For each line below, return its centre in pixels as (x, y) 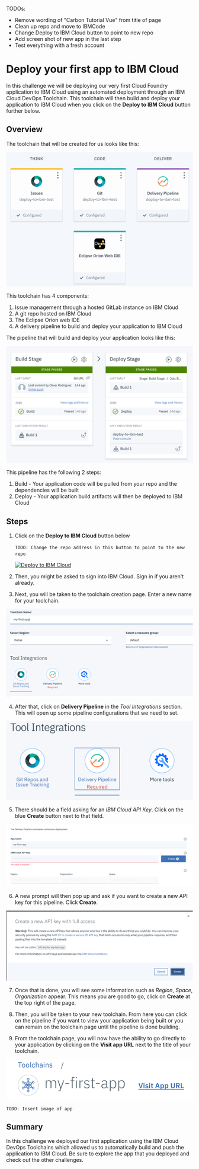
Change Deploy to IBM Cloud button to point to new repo (84, 33)
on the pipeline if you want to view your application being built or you (99, 1021)
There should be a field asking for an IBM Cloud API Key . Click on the (99, 810)
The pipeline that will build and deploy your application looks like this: (91, 338)
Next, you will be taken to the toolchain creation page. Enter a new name (103, 594)
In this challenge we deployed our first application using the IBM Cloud (92, 1141)
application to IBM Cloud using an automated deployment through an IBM (96, 92)
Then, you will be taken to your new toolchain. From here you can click (101, 1014)
